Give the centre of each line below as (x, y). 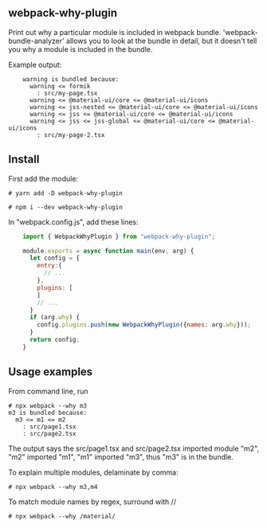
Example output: (35, 65)
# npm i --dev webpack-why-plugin (66, 207)
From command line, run (49, 391)
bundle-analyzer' (37, 41)
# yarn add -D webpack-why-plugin (66, 193)
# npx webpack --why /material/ (62, 516)
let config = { (55, 258)
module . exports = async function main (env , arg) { (108, 251)
